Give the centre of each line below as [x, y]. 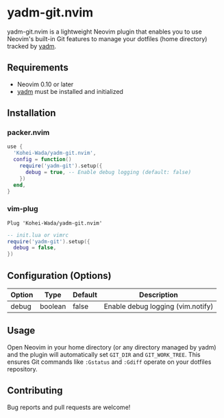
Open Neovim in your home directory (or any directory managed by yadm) [112, 347]
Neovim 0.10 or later [45, 84]
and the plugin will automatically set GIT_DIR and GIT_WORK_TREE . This [104, 354]
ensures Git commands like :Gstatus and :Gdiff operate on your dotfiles [109, 362]
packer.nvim [28, 133]
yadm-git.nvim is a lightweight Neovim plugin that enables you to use [104, 32]
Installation [32, 113]
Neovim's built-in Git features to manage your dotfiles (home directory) [107, 38]
